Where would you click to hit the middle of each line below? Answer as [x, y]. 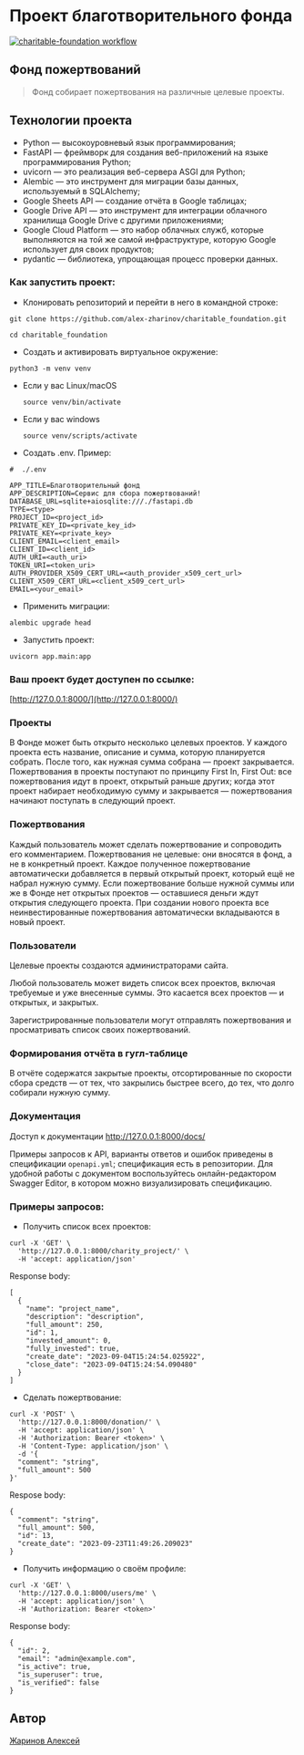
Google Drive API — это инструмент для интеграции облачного [145, 210]
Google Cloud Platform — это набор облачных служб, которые [143, 230]
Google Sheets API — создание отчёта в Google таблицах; [135, 201]
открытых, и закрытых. [54, 1002]
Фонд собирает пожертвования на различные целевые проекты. [158, 91]
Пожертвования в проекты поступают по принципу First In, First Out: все [151, 772]
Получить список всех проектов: [87, 1226]
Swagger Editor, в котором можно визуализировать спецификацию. [141, 1183]
